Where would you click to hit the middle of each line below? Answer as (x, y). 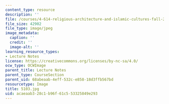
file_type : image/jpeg (29, 28)
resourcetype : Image (27, 84)
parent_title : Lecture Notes (36, 70)
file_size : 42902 (23, 24)
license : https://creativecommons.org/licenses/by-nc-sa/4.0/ (72, 61)
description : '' (22, 14)
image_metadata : (22, 33)
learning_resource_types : (32, 51)
